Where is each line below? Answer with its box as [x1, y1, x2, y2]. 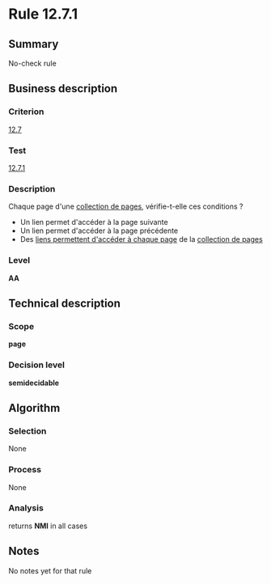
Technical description [8, 296, 121, 310]
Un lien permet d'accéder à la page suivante [19, 218, 168, 227]
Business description [8, 82, 118, 95]
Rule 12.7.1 [8, 5, 78, 23]
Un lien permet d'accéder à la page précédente [19, 226, 179, 235]
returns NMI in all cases [8, 521, 87, 531]
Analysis [8, 502, 44, 514]
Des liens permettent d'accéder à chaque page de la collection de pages [19, 235, 263, 244]
